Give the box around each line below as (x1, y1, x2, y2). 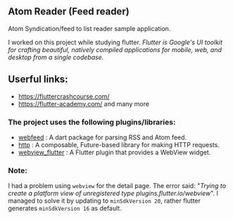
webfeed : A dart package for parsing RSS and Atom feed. (18, 133, 187, 142)
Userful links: (8, 73, 69, 85)
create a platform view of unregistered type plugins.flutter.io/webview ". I (8, 189, 219, 198)
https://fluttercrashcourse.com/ (18, 92, 110, 101)
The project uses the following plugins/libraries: (8, 117, 176, 127)
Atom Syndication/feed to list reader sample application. (8, 24, 171, 32)
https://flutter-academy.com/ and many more (18, 99, 150, 108)
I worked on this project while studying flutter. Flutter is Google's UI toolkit (8, 38, 223, 46)
